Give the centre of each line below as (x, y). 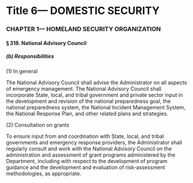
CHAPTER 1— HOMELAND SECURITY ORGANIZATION (84, 29)
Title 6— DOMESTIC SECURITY (83, 11)
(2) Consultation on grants (38, 125)
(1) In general (22, 71)
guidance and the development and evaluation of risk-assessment (86, 167)
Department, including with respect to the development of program (87, 161)
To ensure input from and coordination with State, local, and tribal (85, 136)
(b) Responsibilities (30, 56)
